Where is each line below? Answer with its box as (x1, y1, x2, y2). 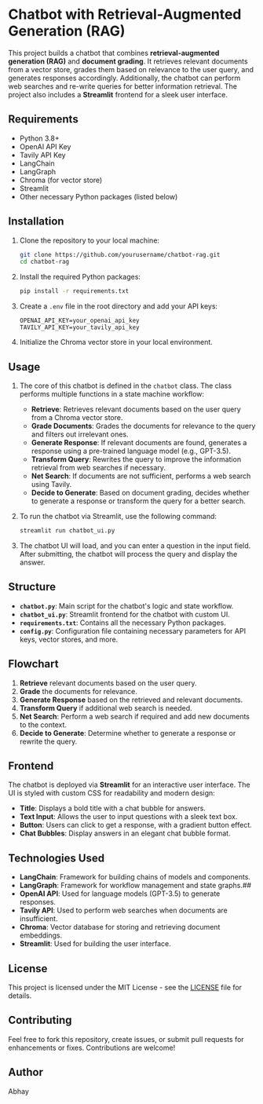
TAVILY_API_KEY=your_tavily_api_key (19, 324, 140, 331)
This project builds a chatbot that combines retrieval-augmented (8, 48, 220, 57)
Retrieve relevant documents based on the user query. (19, 678, 198, 688)
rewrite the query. (19, 737, 78, 746)
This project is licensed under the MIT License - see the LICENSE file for (8, 982, 242, 992)
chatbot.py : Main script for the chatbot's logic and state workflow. (19, 601, 234, 610)
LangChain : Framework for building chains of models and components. (19, 872, 251, 882)
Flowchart (8, 657, 59, 671)
